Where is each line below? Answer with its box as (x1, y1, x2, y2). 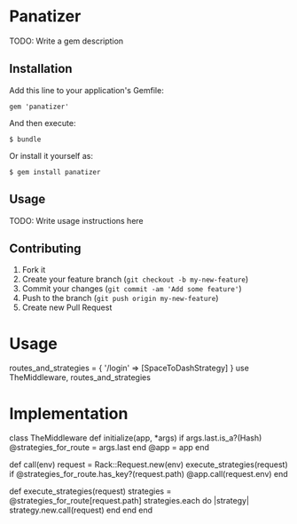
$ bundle (9, 135, 42, 144)
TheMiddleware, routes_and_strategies (9, 372, 151, 383)
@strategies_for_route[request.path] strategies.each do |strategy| (9, 496, 250, 506)
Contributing (9, 241, 82, 256)
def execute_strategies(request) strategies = (9, 486, 172, 496)
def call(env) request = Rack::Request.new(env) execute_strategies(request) (9, 459, 288, 470)
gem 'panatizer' (9, 102, 69, 111)
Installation (9, 61, 73, 76)
